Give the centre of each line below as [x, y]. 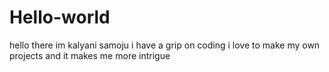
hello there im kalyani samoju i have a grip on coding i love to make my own [165, 45]
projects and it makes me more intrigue [90, 55]
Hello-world [60, 17]
